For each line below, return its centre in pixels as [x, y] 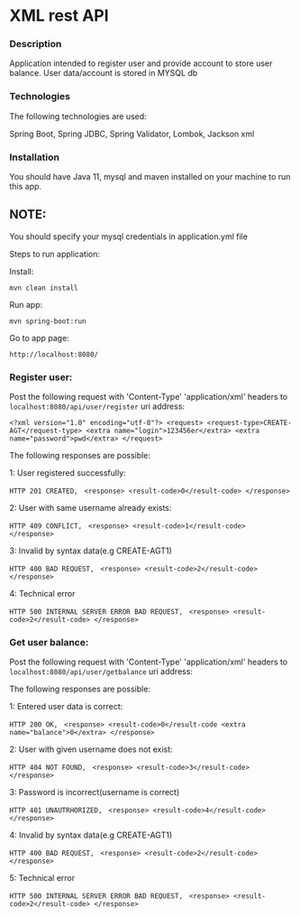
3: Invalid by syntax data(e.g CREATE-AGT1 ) [91, 551]
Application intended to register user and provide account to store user [141, 63]
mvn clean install [44, 288]
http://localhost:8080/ [54, 354]
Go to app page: [39, 338]
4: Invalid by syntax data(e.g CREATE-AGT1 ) [91, 835]
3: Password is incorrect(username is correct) [95, 792]
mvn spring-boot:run [48, 321]
